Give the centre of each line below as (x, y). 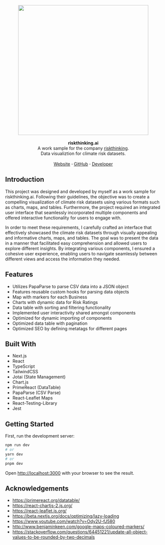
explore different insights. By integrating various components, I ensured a (80, 248)
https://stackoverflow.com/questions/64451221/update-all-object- (80, 532)
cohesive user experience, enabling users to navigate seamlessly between (81, 253)
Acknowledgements (37, 489)
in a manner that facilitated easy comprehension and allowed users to (76, 243)
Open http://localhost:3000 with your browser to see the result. (70, 473)
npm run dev (17, 445)
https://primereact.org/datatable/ (46, 500)
